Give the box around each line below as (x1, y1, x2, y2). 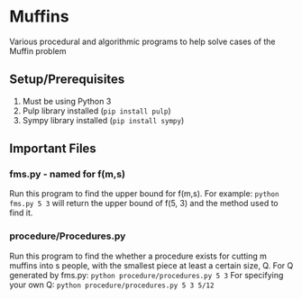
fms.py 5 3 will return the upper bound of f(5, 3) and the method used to (9, 198, 279, 209)
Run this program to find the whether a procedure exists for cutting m (9, 250, 268, 261)
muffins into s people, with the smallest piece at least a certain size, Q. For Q (9, 259, 294, 271)
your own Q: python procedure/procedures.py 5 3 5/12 (9, 279, 215, 290)
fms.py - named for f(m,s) (9, 168, 126, 181)
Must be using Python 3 (22, 95, 112, 106)
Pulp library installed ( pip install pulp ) (22, 105, 171, 116)
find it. (9, 207, 33, 218)
